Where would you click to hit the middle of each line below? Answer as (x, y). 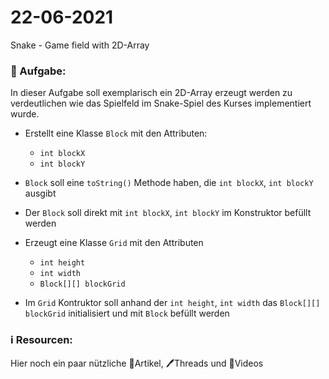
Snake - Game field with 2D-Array (80, 45)
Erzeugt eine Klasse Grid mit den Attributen (114, 243)
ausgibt (40, 193)
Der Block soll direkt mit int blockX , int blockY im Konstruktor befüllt (168, 213)
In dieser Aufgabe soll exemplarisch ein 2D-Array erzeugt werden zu (151, 93)
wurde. (25, 114)
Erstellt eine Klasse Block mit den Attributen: (116, 133)
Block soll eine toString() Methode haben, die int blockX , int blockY (169, 183)
